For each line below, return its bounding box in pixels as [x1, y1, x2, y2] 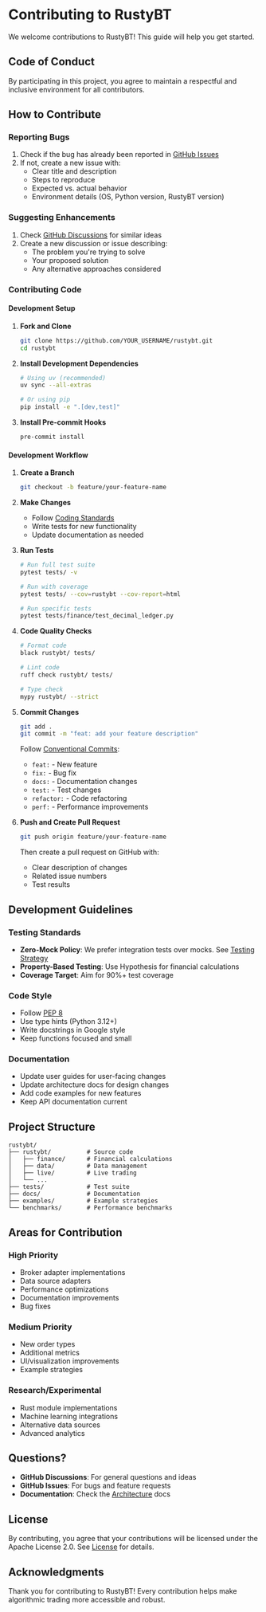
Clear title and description [31, 167, 117, 176]
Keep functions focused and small [19, 1033, 132, 1043]
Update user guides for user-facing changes [19, 1072, 166, 1081]
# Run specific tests [19, 604, 92, 613]
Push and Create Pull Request [19, 818, 121, 827]
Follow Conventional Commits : [19, 744, 120, 754]
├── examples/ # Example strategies [8, 1197, 158, 1205]
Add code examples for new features [19, 1088, 142, 1098]
